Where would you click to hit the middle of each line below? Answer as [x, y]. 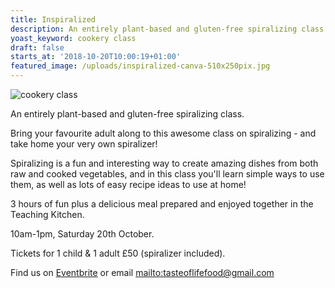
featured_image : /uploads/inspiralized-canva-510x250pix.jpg [140, 66]
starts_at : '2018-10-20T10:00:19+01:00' [96, 57]
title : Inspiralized [53, 19]
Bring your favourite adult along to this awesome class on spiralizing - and [163, 133]
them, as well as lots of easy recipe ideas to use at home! [128, 184]
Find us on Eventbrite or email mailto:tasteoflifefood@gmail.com [142, 272]
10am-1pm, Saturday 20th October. [82, 234]
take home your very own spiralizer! [84, 144]
